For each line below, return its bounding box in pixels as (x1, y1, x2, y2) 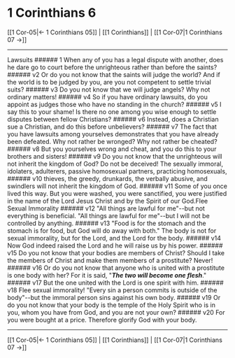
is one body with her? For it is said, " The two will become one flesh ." (7, 271, 207, 279)
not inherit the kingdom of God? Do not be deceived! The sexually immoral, (7, 159, 224, 168)
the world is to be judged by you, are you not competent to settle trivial (7, 78, 211, 86)
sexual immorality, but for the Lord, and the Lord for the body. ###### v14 (7, 234, 222, 242)
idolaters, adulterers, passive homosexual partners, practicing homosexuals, (7, 166, 227, 176)
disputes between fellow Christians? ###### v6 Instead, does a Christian (7, 115, 219, 123)
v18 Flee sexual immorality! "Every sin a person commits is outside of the (7, 285, 218, 294)
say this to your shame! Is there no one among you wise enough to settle (7, 107, 217, 116)
